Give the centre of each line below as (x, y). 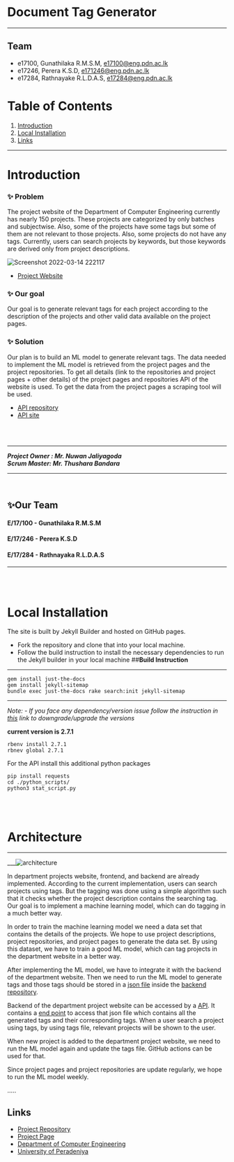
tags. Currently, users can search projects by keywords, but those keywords (117, 242)
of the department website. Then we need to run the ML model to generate (115, 977)
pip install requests (39, 776)
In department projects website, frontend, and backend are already (103, 876)
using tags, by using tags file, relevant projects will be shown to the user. (111, 1028)
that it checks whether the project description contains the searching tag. (112, 899)
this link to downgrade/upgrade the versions (71, 718)
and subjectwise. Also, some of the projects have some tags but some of (112, 226)
